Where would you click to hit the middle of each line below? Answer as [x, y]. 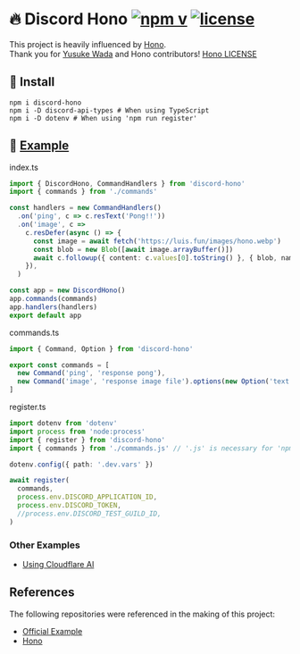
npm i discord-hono [46, 103]
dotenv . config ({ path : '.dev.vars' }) [81, 465]
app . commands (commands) [54, 299]
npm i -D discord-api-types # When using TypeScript [109, 110]
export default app [46, 315]
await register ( [39, 481]
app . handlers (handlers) [54, 307]
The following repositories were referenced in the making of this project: [142, 614]
